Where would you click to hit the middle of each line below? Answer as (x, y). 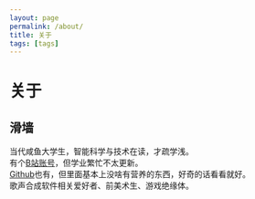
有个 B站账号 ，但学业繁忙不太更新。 (76, 163)
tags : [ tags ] (34, 43)
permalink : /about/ (47, 26)
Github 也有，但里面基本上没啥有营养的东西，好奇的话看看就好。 (130, 174)
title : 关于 (31, 35)
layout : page (34, 18)
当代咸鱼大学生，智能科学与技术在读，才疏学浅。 (101, 152)
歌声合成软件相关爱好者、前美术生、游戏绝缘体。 (101, 186)
